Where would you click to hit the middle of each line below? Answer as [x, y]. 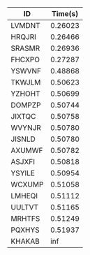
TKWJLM [26, 82]
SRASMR [25, 48]
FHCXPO [25, 60]
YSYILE [23, 173]
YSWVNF [26, 71]
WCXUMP [27, 184]
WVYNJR [26, 127]
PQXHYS [25, 230]
